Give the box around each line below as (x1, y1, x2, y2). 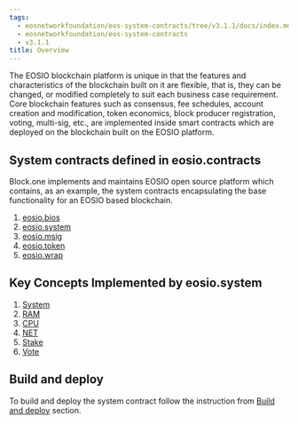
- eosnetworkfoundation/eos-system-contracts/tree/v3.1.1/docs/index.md (17, 21, 292, 30)
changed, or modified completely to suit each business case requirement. (9, 90, 278, 100)
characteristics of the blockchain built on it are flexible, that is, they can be (9, 80, 282, 90)
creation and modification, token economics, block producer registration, (9, 108, 277, 119)
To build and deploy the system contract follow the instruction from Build (9, 396, 275, 406)
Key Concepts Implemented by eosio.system (9, 276, 263, 291)
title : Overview (9, 46, 69, 55)
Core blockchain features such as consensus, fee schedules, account (9, 98, 264, 109)
